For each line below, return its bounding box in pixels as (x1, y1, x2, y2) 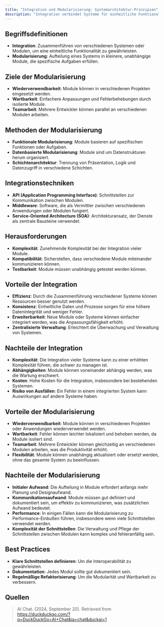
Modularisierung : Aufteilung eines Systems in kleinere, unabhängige (12, 53, 151, 59)
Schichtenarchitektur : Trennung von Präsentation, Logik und (12, 160, 136, 166)
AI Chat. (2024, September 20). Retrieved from (17, 606, 111, 612)
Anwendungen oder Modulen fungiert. (12, 208, 89, 214)
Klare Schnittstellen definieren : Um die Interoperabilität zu (12, 558, 131, 564)
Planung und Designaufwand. (12, 489, 72, 495)
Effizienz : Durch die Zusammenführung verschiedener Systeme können (12, 293, 157, 299)
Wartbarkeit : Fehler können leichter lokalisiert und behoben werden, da (12, 431, 157, 436)
